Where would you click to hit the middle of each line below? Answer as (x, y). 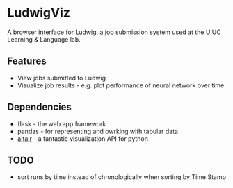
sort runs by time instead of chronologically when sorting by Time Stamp (122, 177)
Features (27, 61)
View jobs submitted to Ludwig (62, 78)
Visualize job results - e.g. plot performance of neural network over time (121, 85)
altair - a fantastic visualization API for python (82, 138)
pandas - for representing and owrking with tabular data (98, 131)
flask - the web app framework (62, 123)
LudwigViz (39, 13)
